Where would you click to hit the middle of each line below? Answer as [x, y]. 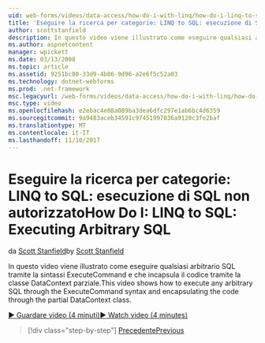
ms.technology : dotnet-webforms [61, 81]
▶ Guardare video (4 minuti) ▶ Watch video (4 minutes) [98, 315]
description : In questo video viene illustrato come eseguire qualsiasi [130, 37]
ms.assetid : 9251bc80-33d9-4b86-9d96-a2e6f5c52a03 [93, 74]
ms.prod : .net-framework [49, 89]
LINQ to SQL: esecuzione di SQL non [129, 196]
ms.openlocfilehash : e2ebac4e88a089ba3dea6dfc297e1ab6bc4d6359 [114, 111]
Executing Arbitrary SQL [90, 229]
